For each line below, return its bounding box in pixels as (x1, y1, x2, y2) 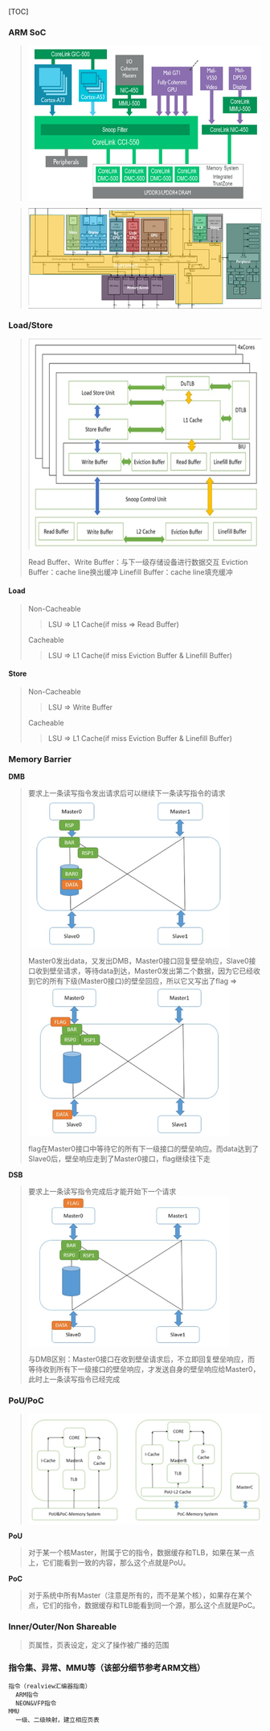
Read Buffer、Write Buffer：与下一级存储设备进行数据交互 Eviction (27, 557, 248, 567)
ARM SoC (8, 27, 47, 38)
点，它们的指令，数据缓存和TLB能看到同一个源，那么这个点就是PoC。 (27, 1600, 260, 1610)
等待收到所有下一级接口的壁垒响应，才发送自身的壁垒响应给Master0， (27, 1365, 260, 1374)
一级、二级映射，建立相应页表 (15, 1716, 100, 1725)
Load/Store (8, 320, 54, 331)
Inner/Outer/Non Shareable (8, 1621, 117, 1632)
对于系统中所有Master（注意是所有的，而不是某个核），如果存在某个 (27, 1590, 252, 1600)
